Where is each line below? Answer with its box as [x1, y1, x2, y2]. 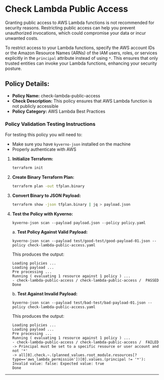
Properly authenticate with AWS [12, 146, 77, 152]
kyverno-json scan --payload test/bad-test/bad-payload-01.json [12, 300, 146, 305]
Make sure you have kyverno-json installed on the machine [12, 141, 131, 147]
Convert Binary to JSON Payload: [12, 192, 82, 198]
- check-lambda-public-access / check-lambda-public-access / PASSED [12, 278, 159, 283]
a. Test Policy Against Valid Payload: [12, 229, 88, 235]
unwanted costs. [5, 35, 39, 41]
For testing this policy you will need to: [5, 132, 82, 138]
